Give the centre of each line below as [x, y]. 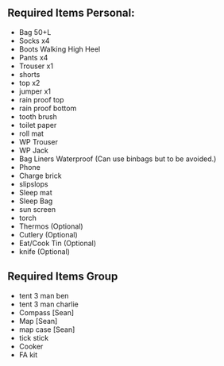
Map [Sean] [38, 321]
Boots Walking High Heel [60, 49]
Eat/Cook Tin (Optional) [58, 243]
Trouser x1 [36, 66]
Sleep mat [35, 192]
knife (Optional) [44, 251]
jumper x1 [35, 91]
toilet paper [38, 125]
